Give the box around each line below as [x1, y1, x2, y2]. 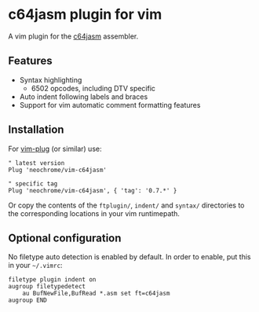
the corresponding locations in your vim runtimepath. [8, 208, 181, 218]
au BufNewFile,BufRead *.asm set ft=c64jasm [22, 289, 170, 298]
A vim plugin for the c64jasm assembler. [8, 31, 139, 41]
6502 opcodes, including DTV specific [31, 83, 155, 93]
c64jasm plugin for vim [8, 6, 162, 24]
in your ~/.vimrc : [8, 261, 63, 270]
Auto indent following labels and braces [19, 92, 148, 101]
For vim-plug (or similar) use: [8, 144, 102, 153]
